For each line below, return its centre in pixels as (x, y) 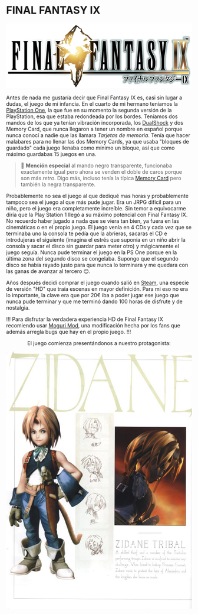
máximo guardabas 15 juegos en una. (51, 154)
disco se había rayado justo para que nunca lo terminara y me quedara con (97, 265)
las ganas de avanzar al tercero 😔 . (48, 271)
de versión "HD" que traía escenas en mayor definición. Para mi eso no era (97, 289)
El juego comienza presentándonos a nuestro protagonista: (99, 343)
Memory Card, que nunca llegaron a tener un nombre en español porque (94, 129)
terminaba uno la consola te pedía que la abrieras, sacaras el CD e (87, 233)
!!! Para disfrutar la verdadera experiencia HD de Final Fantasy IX (85, 319)
